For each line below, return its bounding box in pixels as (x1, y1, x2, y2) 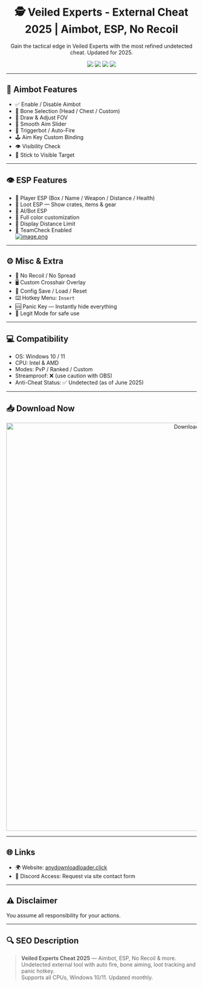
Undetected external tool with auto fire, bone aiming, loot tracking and (21, 961, 196, 968)
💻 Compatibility (6, 334, 69, 344)
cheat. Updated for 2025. (70, 48, 133, 56)
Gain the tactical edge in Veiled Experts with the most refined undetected (10, 42, 193, 50)
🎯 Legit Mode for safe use (14, 310, 80, 317)
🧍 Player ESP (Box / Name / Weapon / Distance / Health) (14, 194, 155, 201)
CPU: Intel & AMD (14, 359, 59, 366)
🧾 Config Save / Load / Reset (14, 287, 88, 295)
